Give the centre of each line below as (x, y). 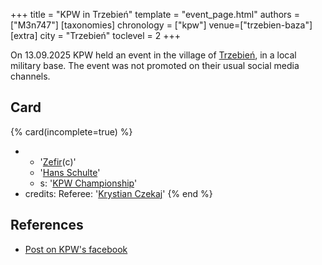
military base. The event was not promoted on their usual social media (155, 65)
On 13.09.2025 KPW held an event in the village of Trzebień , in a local (153, 55)
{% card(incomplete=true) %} (71, 131)
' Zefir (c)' (58, 161)
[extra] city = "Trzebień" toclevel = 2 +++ (95, 35)
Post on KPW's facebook (76, 249)
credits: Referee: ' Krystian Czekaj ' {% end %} (118, 193)
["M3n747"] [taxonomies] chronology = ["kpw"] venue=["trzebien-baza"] (161, 25)
